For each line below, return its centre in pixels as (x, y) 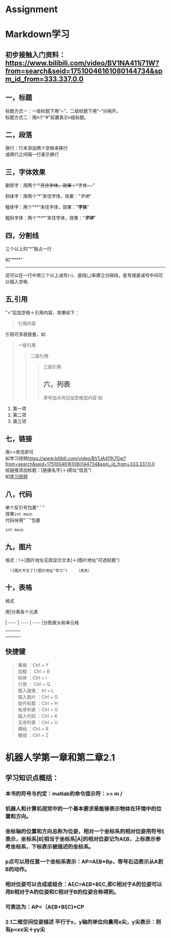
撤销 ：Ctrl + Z (33, 735)
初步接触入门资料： (35, 55)
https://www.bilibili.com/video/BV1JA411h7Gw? (77, 458)
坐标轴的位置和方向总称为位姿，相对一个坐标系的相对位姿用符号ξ (85, 831)
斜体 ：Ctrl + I (32, 678)
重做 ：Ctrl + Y (33, 665)
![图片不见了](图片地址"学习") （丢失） (51, 571)
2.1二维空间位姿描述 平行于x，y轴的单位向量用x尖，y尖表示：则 (83, 922)
